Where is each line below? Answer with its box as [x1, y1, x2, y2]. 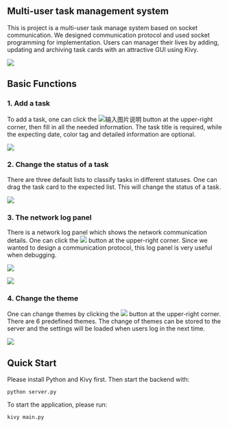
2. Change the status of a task [7, 160, 109, 170]
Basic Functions [7, 78, 77, 90]
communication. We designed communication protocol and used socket [7, 31, 210, 39]
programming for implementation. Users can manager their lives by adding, [7, 38, 219, 47]
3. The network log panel [7, 212, 93, 222]
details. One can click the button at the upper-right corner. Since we [7, 236, 208, 245]
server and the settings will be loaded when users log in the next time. [7, 324, 206, 333]
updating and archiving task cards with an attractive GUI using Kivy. [7, 45, 199, 53]
